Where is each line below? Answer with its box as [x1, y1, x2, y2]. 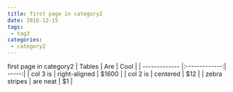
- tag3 [10, 29, 30, 37]
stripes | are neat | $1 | [7, 77, 73, 85]
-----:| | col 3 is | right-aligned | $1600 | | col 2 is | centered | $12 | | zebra [7, 70, 222, 78]
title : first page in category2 [7, 10, 103, 18]
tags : [7, 23, 23, 30]
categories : [7, 37, 42, 44]
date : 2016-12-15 [7, 17, 59, 24]
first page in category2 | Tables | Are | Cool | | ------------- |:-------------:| [7, 63, 227, 70]
